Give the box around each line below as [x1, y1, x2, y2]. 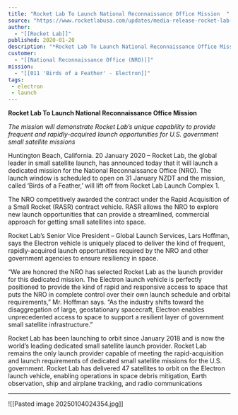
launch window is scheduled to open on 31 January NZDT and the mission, [8, 174, 225, 183]
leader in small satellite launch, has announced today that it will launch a [8, 159, 218, 167]
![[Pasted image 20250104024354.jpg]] [8, 399, 124, 408]
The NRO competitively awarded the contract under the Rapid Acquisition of [8, 195, 230, 204]
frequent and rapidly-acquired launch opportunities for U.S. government [8, 130, 219, 139]
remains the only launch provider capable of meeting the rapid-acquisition [8, 349, 225, 358]
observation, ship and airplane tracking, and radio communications [8, 380, 203, 388]
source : [8, 17, 31, 24]
